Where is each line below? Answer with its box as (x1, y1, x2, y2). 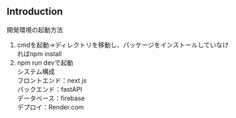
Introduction (6, 6, 63, 18)
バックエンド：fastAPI (16, 85, 83, 93)
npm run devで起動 (16, 58, 73, 67)
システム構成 (16, 67, 55, 75)
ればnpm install (16, 49, 62, 58)
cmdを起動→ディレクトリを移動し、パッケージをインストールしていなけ (16, 41, 230, 49)
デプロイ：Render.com (16, 102, 84, 111)
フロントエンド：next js (16, 76, 87, 85)
